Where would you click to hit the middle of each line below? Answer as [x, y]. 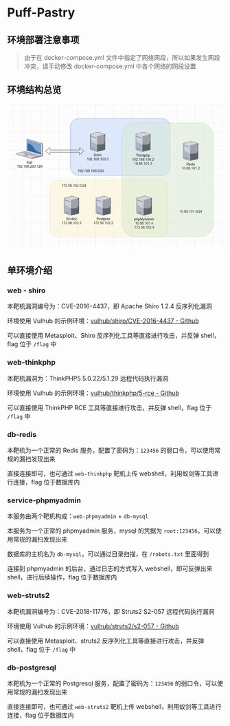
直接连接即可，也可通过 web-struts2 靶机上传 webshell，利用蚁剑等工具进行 [114, 706]
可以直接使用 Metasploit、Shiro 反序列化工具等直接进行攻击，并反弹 [103, 336]
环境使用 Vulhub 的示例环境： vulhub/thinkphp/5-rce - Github [93, 393]
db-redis [22, 434]
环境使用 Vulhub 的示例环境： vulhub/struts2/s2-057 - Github [93, 626]
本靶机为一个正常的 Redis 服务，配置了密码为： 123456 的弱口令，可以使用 [111, 450]
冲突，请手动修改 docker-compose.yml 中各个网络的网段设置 [110, 66]
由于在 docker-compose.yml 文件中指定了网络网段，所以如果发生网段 [122, 57]
